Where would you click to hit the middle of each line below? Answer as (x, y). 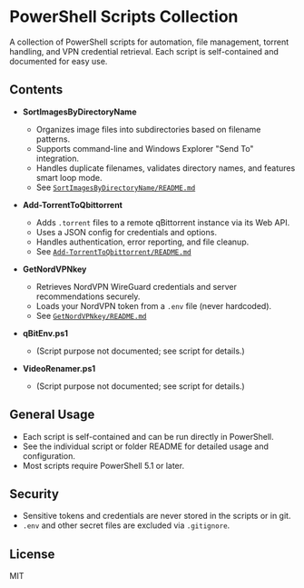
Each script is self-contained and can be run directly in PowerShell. (148, 436)
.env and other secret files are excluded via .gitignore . (126, 525)
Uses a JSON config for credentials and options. (127, 232)
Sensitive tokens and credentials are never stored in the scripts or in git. (157, 516)
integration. (58, 158)
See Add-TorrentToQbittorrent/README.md (114, 251)
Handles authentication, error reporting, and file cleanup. (142, 242)
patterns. (53, 139)
